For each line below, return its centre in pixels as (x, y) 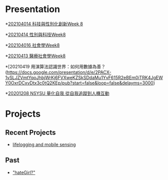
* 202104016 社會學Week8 (33, 45)
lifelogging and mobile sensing (44, 144)
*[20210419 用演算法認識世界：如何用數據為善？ (55, 66)
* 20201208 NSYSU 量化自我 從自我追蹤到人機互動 (57, 93)
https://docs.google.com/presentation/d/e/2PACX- (59, 72)
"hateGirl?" (24, 172)
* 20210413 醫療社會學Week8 (36, 56)
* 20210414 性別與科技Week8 (36, 34)
